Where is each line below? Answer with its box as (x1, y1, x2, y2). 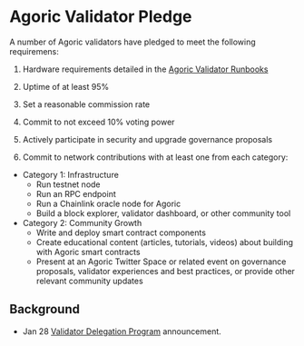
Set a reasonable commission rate (22, 98, 151, 110)
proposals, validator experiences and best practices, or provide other (35, 265, 295, 276)
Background (9, 302, 80, 317)
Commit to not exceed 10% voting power (22, 116, 175, 127)
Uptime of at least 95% (22, 81, 110, 92)
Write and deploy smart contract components (35, 227, 207, 238)
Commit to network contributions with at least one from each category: (22, 152, 289, 163)
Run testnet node (35, 179, 102, 190)
